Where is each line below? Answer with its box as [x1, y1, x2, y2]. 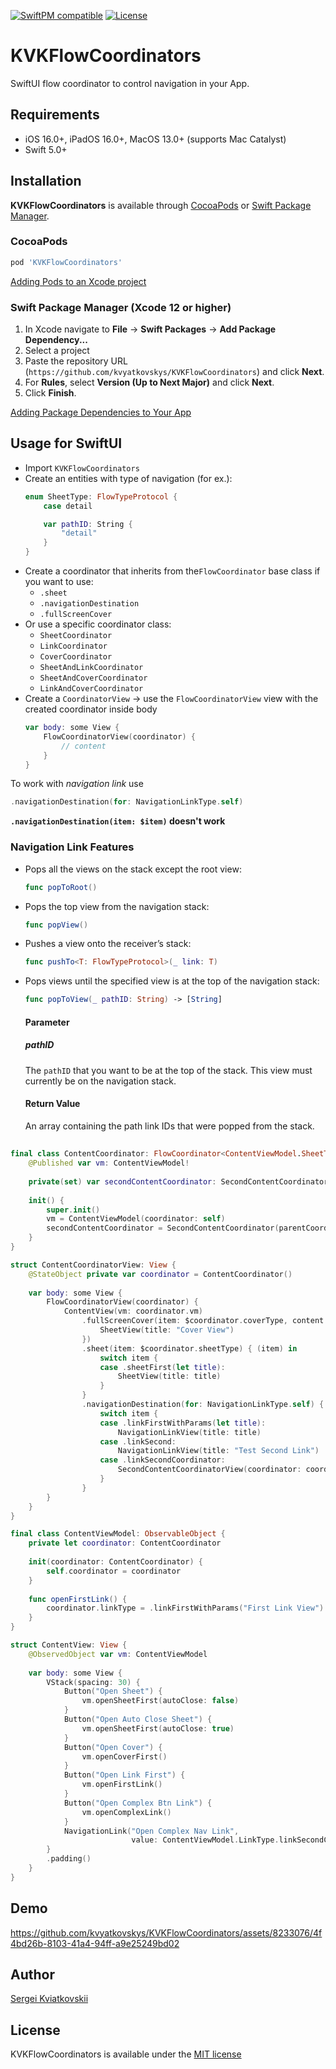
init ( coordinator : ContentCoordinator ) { [28, 1557, 203, 1567]
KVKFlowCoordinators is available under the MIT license [10, 2048, 242, 2060]
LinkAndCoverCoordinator [39, 684, 144, 694]
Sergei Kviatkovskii [10, 1993, 89, 2005]
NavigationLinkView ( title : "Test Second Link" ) [117, 1446, 320, 1456]
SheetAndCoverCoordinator [39, 673, 148, 684]
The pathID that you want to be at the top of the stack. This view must [24, 1064, 313, 1076]
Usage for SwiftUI [10, 435, 123, 452]
